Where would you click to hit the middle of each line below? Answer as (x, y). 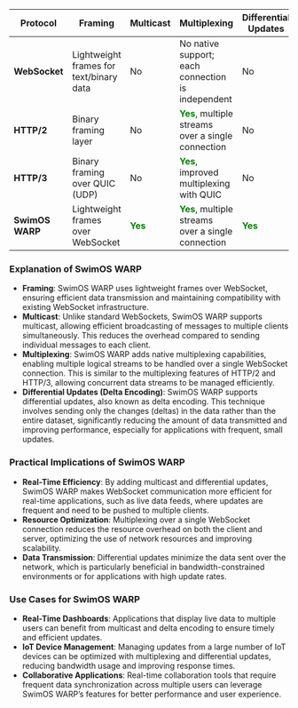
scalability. (42, 548)
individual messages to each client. (86, 345)
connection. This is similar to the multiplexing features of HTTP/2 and (149, 373)
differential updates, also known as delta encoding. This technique (144, 402)
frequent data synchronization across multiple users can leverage (142, 684)
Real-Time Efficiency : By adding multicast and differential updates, (145, 481)
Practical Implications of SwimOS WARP (97, 463)
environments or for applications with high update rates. (125, 576)
